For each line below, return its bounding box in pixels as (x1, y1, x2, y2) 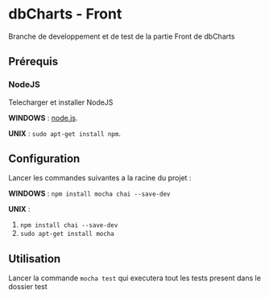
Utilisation (8, 251, 61, 266)
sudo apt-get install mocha (19, 230, 114, 238)
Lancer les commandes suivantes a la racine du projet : (8, 173, 192, 183)
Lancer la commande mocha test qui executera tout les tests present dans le (8, 273, 262, 283)
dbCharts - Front (8, 5, 122, 23)
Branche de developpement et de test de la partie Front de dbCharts (8, 31, 235, 41)
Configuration (8, 152, 81, 166)
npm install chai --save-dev (19, 221, 118, 230)
